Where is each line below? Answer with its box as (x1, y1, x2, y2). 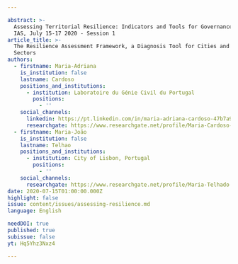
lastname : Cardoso (20, 76, 74, 83)
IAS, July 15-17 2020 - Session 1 (13, 30, 115, 37)
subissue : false (7, 233, 55, 241)
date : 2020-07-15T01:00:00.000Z (7, 188, 103, 195)
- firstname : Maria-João (13, 128, 87, 135)
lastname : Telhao (20, 142, 72, 149)
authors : (7, 56, 33, 64)
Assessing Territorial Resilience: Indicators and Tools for (13, 23, 198, 30)
